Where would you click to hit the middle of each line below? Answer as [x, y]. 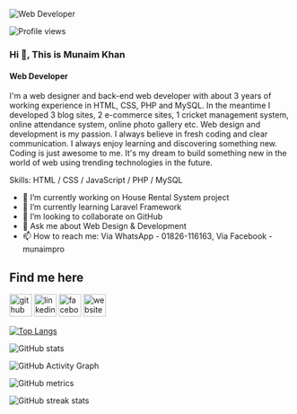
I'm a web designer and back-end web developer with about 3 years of [140, 96]
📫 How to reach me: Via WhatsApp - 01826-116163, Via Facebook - [147, 236]
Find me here [47, 277]
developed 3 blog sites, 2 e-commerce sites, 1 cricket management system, [149, 115]
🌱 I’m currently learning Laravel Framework [102, 207]
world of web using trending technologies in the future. [111, 163]
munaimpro [44, 249]
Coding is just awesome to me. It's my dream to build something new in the [148, 154]
